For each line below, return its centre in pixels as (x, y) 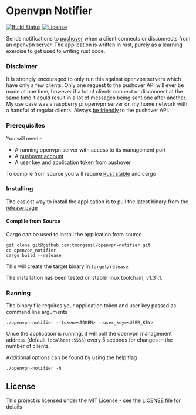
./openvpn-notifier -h (34, 369)
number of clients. (28, 346)
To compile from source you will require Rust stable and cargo (81, 173)
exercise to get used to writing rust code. (56, 51)
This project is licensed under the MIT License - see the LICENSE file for (93, 400)
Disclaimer (22, 66)
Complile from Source (33, 221)
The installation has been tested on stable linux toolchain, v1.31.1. (84, 278)
